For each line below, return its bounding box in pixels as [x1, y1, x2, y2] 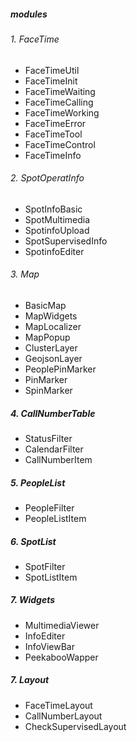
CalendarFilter [24, 443, 84, 455]
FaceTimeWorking [24, 106, 100, 119]
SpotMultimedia [24, 213, 91, 225]
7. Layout [10, 674, 50, 686]
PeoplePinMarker [24, 363, 97, 375]
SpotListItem [24, 571, 78, 583]
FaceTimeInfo [24, 149, 82, 161]
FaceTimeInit [24, 75, 78, 87]
